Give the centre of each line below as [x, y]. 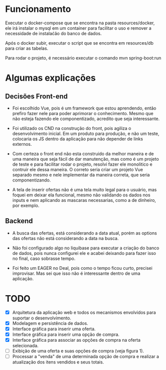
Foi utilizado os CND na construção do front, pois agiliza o [72, 128]
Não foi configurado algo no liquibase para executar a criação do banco [86, 248]
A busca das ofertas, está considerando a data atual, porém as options [84, 233]
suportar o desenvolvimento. [42, 318]
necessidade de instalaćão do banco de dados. [54, 33]
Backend [19, 221]
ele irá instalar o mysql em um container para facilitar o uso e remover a [78, 28]
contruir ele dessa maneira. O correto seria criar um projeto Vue [78, 169]
